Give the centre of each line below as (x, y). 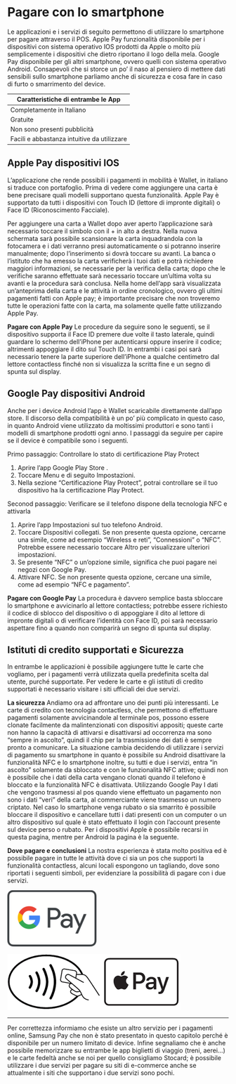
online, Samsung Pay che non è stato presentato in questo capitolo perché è (118, 1036)
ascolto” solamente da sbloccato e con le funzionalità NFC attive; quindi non (118, 770)
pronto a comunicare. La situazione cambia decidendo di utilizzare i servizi (115, 747)
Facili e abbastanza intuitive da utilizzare (69, 139)
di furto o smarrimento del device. (57, 84)
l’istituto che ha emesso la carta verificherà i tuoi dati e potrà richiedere (110, 261)
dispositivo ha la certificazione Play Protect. (81, 490)
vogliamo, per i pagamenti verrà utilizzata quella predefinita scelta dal (108, 674)
